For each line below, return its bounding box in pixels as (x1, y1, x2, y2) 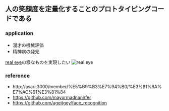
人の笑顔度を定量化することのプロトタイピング (5, 5, 151, 14)
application (5, 30, 34, 37)
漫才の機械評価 (12, 42, 44, 48)
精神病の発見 (12, 48, 39, 54)
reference (5, 72, 30, 79)
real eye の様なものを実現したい (5, 59, 71, 65)
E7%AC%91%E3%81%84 (12, 89, 66, 95)
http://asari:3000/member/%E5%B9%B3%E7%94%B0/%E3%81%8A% (12, 83, 162, 90)
